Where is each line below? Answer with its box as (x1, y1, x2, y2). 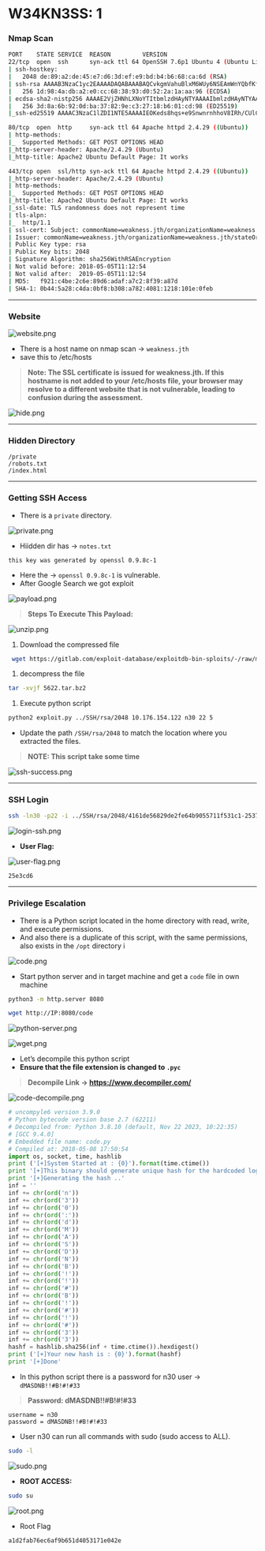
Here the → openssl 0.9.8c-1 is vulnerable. (19, 570, 161, 580)
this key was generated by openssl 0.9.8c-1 (8, 556, 157, 564)
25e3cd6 (8, 873, 34, 880)
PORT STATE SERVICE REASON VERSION (8, 50, 168, 59)
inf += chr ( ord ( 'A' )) (8, 1233, 80, 1241)
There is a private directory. (19, 510, 112, 520)
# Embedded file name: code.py (8, 1138, 111, 1145)
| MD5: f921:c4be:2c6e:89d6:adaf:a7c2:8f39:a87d (8, 277, 178, 285)
